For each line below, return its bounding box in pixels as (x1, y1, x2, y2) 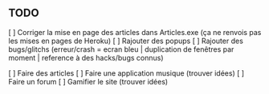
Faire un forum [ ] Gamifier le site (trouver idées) (8, 76, 169, 86)
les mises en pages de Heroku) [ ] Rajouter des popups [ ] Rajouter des (8, 36, 243, 45)
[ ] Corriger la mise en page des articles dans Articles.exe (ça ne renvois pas (8, 27, 262, 37)
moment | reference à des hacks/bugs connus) (8, 53, 164, 62)
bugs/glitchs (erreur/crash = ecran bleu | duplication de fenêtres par (8, 44, 234, 54)
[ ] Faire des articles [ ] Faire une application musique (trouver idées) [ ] (8, 68, 245, 78)
